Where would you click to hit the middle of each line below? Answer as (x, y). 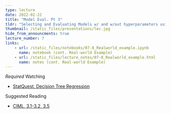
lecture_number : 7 (25, 39)
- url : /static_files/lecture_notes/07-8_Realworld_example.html (85, 57)
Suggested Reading (26, 96)
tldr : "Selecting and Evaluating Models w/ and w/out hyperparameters (82, 24)
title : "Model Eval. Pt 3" (34, 19)
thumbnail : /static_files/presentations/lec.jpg (58, 29)
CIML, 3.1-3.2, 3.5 (31, 106)
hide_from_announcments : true (37, 34)
